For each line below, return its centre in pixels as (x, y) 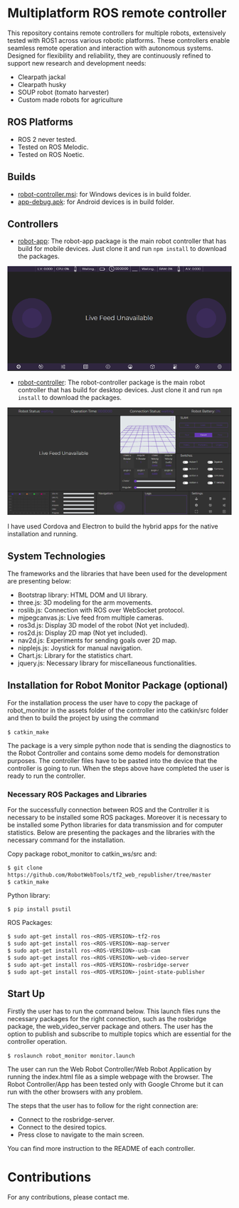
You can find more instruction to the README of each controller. (101, 1148)
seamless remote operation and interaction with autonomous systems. (110, 48)
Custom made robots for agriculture (70, 99)
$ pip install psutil (39, 909)
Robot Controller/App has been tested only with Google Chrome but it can (116, 1084)
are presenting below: (39, 581)
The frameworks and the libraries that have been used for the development (117, 573)
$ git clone (25, 868)
